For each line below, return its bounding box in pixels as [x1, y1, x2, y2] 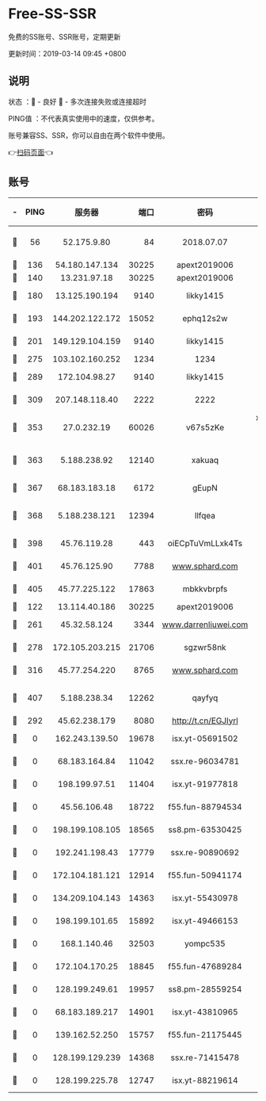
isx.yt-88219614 [171, 1075, 239, 1086]
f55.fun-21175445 [167, 1029, 243, 1040]
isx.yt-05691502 [171, 732, 239, 744]
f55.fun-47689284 [167, 961, 243, 972]
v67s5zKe [185, 422, 224, 433]
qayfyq [192, 692, 218, 703]
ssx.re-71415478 [170, 1052, 240, 1063]
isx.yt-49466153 [171, 915, 239, 926]
